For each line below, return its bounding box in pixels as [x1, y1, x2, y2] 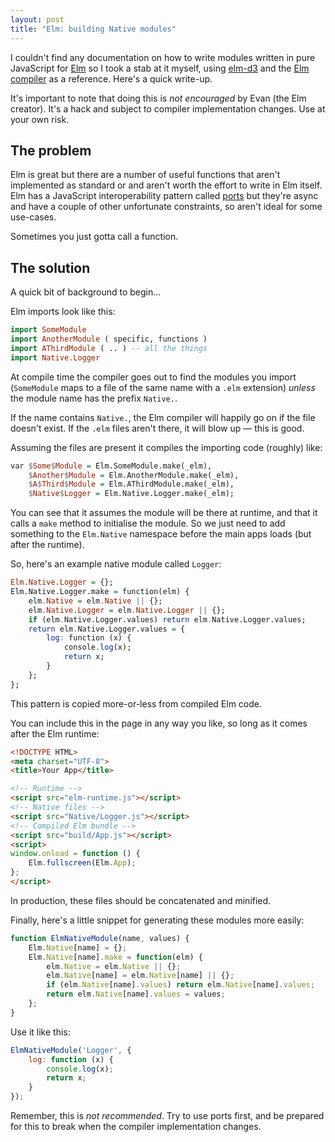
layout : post [10, 14, 65, 25]
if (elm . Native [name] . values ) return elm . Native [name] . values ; [46, 980, 315, 990]
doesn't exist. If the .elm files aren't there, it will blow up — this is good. [10, 422, 305, 434]
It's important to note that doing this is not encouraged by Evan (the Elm [10, 92, 307, 104]
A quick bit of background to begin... [10, 286, 162, 298]
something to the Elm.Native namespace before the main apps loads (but [10, 528, 312, 540]
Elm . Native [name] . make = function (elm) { [28, 952, 203, 962]
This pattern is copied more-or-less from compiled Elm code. [10, 697, 263, 710]
